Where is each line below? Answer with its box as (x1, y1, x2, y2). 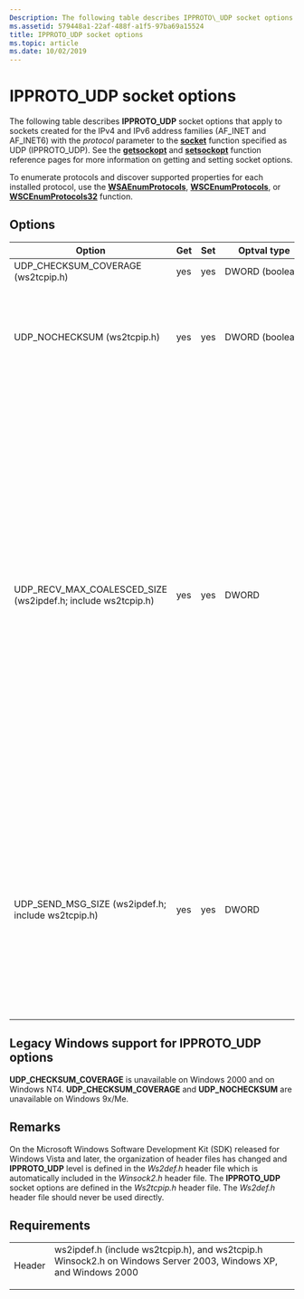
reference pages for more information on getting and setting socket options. (9, 155, 293, 166)
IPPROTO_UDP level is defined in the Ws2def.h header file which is (9, 1162, 259, 1173)
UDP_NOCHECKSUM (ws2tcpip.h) (14, 330, 161, 343)
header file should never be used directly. (9, 1191, 165, 1202)
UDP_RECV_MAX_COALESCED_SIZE (14, 583, 167, 596)
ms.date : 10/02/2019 (9, 47, 88, 56)
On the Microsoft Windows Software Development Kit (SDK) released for (9, 1143, 280, 1154)
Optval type (238, 244, 290, 256)
